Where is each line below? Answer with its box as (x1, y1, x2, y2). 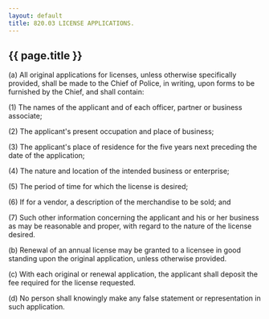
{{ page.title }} (8, 49, 83, 63)
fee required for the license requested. (8, 278, 137, 288)
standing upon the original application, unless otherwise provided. (8, 254, 227, 264)
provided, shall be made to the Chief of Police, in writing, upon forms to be (8, 79, 255, 88)
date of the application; (8, 151, 86, 160)
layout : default (8, 11, 63, 20)
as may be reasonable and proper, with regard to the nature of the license (8, 221, 252, 231)
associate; (8, 111, 43, 121)
